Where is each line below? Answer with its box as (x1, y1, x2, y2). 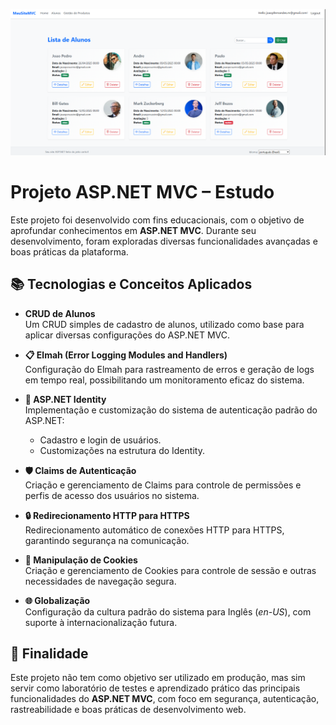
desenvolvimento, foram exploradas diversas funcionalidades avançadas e (10, 235, 318, 247)
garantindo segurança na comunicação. (24, 534, 190, 546)
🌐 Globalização (24, 594, 91, 606)
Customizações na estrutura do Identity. (39, 444, 205, 456)
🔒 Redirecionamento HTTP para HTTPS (24, 509, 190, 521)
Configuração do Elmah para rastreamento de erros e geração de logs (24, 363, 315, 375)
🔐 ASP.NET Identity (24, 393, 107, 405)
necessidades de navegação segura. (24, 575, 177, 587)
